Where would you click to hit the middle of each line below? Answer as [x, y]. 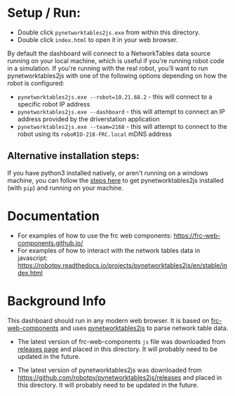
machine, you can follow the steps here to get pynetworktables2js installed [116, 180]
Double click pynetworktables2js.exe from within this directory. [108, 32]
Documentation [54, 216]
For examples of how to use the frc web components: [95, 235]
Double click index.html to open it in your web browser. [98, 39]
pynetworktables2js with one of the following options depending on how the [117, 76]
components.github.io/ [50, 243]
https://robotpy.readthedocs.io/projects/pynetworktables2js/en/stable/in [122, 265]
